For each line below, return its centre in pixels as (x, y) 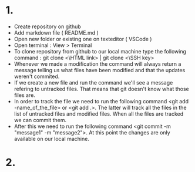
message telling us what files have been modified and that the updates (100, 70)
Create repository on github (48, 26)
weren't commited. (37, 76)
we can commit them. (40, 120)
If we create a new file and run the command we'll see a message (93, 82)
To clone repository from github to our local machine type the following (100, 51)
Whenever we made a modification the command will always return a (97, 64)
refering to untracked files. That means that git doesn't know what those (101, 89)
